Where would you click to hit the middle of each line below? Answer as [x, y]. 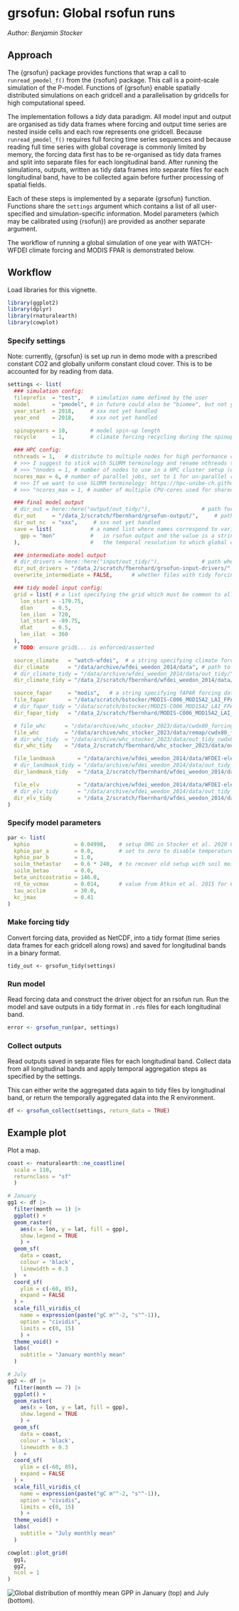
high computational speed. [47, 103]
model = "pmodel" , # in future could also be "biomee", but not [121, 404]
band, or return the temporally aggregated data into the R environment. [111, 1098]
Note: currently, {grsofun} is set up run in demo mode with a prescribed [112, 356]
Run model [26, 983]
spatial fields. [27, 185]
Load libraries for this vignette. [52, 289]
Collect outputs [34, 1045]
